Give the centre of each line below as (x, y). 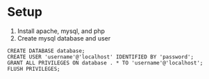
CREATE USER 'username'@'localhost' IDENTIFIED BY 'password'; (101, 57)
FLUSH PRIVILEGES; (34, 69)
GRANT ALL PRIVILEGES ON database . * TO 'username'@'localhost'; (105, 63)
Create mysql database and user (64, 38)
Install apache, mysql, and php (61, 31)
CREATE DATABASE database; (46, 51)
